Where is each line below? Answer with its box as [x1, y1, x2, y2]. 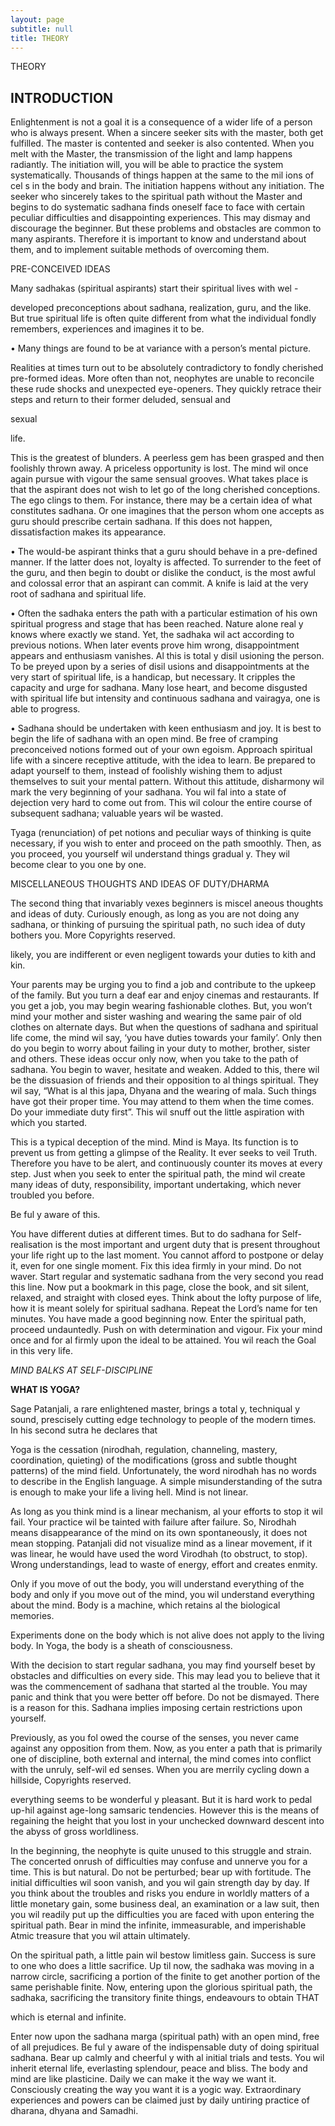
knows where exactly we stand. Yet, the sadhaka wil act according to [10, 629, 295, 641]
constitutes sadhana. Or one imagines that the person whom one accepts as [10, 505, 325, 517]
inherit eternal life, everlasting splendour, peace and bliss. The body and [10, 2062, 308, 2075]
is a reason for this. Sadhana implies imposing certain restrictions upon [10, 1702, 303, 1714]
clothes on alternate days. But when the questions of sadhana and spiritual [10, 1021, 319, 1033]
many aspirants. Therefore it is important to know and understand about [10, 233, 307, 245]
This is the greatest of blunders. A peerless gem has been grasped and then [10, 452, 325, 464]
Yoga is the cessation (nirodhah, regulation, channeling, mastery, [10, 1444, 278, 1456]
